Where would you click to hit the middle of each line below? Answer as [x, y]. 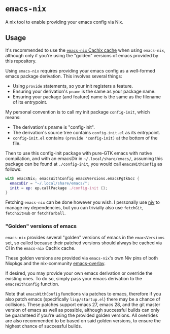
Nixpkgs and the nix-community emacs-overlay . [55, 263]
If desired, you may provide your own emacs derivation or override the [79, 273]
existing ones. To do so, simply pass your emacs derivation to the [74, 278]
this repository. [21, 61]
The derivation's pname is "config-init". [54, 127]
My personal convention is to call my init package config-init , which [78, 112]
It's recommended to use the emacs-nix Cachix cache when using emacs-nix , [85, 50]
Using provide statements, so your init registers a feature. [73, 86]
